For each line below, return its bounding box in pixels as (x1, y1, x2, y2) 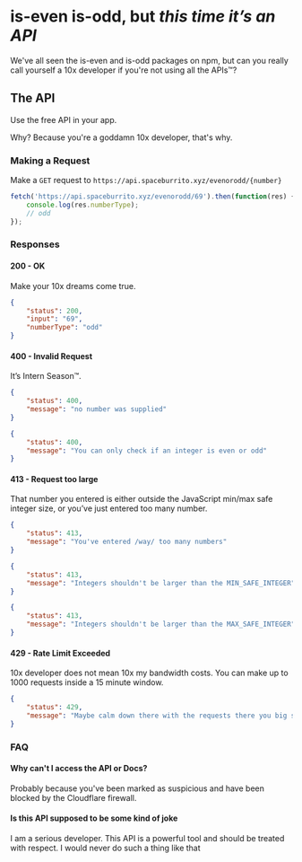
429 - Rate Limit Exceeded (10, 647, 111, 658)
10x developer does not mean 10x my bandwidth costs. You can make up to (10, 667, 289, 679)
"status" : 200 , (26, 306, 83, 315)
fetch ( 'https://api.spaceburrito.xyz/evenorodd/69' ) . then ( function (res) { (10, 192, 296, 201)
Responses (10, 238, 61, 251)
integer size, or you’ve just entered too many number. (10, 503, 208, 514)
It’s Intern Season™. (10, 371, 82, 382)
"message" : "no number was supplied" (26, 405, 168, 414)
